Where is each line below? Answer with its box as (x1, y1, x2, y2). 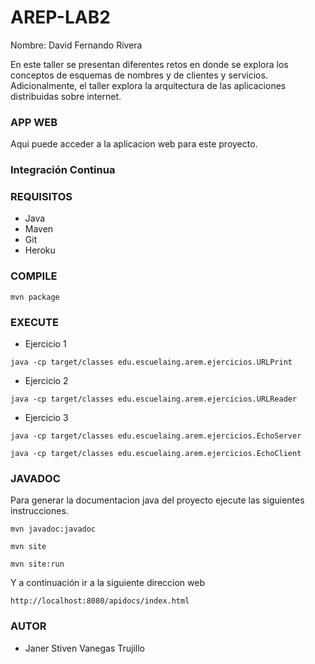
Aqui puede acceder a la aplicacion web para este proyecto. (10, 138, 258, 150)
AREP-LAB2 (10, 6, 111, 29)
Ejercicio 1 (24, 338, 67, 350)
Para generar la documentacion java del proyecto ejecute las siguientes (10, 494, 305, 506)
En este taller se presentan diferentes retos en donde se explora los (10, 58, 289, 70)
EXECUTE (10, 315, 59, 329)
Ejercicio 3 (24, 412, 69, 424)
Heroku (24, 244, 56, 256)
